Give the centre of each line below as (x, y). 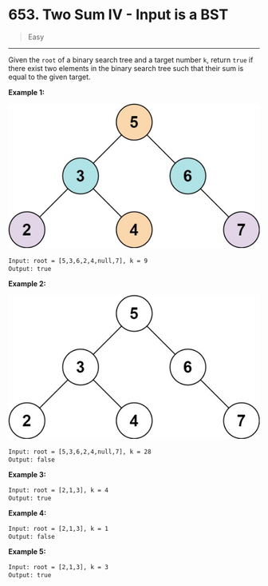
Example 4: (27, 513)
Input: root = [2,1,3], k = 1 (59, 529)
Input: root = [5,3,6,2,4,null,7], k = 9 (78, 261)
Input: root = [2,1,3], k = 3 (59, 568)
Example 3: (27, 475)
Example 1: (27, 92)
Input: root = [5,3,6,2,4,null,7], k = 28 (80, 452)
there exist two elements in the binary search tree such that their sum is (126, 68)
